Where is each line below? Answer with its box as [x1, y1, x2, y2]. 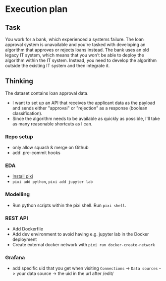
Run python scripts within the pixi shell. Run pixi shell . [12, 202, 126, 208]
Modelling [5, 191, 30, 198]
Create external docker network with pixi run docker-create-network [12, 242, 155, 247]
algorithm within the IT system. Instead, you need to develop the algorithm [5, 57, 157, 63]
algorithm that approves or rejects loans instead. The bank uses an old [5, 47, 149, 53]
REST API [5, 215, 28, 222]
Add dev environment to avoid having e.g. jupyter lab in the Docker [12, 231, 149, 237]
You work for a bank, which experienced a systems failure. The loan [5, 36, 144, 42]
